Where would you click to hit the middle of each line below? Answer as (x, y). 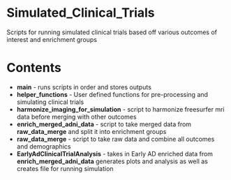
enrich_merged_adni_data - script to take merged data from (104, 124)
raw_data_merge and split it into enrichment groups (91, 131)
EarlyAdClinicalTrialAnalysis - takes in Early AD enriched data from (115, 153)
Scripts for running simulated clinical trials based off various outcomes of (112, 32)
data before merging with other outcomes (76, 117)
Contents (34, 68)
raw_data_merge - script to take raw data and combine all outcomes (115, 139)
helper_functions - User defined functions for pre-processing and (112, 94)
